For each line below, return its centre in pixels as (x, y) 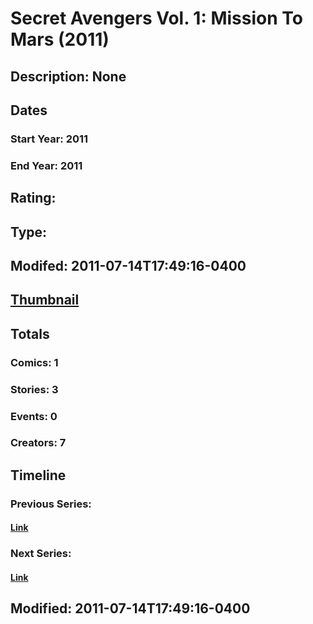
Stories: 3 (34, 389)
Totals (30, 333)
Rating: (33, 198)
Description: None (68, 76)
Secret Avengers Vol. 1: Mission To (156, 18)
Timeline (38, 475)
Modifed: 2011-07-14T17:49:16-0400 (128, 265)
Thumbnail (45, 300)
